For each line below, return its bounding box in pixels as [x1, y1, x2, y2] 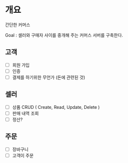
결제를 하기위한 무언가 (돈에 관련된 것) [12, 74, 85, 80]
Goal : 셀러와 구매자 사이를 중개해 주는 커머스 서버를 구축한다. [5, 32, 123, 38]
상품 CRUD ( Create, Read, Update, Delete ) [12, 104, 100, 110]
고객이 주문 [12, 152, 34, 158]
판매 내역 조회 [12, 110, 39, 116]
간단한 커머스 [5, 22, 31, 28]
